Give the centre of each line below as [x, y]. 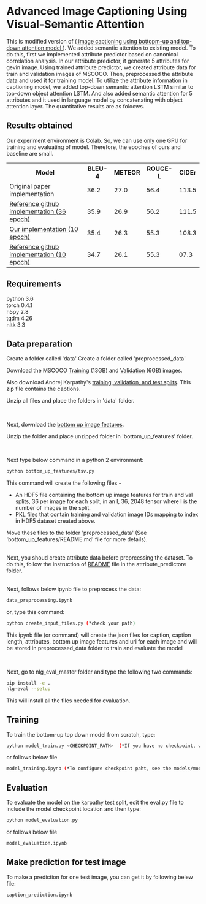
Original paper [30, 186]
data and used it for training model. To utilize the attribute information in [97, 80]
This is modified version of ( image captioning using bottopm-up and [93, 41]
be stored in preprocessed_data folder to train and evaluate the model [94, 648]
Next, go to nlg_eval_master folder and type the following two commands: [99, 672]
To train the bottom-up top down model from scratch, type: [81, 734]
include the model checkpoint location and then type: [74, 809]
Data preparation [39, 344]
